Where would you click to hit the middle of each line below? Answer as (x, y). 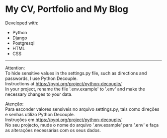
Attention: (15, 68)
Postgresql (23, 43)
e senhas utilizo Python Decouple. (40, 114)
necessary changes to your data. (39, 94)
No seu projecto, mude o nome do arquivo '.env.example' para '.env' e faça (82, 125)
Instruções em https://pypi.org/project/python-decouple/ (63, 120)
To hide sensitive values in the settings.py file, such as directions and (76, 73)
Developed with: (22, 23)
